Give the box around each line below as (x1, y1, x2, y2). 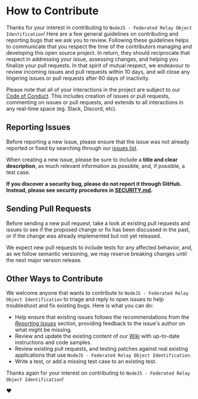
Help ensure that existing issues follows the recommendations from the (14, 314, 190, 321)
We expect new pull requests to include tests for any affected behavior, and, (6, 244, 193, 251)
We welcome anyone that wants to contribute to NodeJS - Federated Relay (6, 289, 189, 297)
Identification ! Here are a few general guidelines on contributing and (6, 30, 178, 37)
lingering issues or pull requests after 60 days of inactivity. (6, 74, 150, 82)
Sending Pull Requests (6, 204, 92, 214)
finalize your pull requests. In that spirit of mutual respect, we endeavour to (6, 61, 190, 69)
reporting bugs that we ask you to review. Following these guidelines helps (6, 36, 189, 43)
